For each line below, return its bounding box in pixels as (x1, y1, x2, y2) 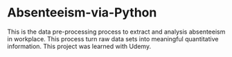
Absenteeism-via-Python (7, 5, 157, 21)
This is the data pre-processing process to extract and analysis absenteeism (7, 27, 226, 36)
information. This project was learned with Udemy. (7, 42, 151, 50)
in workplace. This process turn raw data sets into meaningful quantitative (7, 34, 219, 43)
